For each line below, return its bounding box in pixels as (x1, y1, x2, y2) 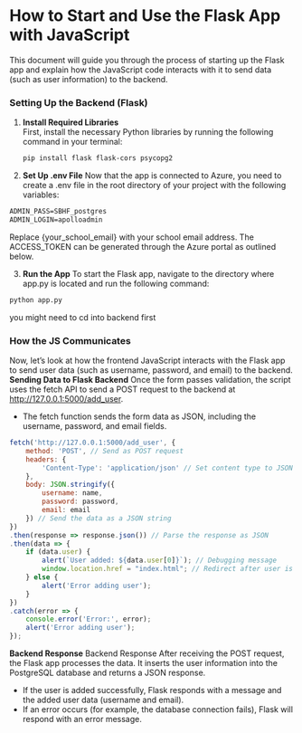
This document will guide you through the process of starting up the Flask (9, 54, 285, 65)
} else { (25, 573, 59, 582)
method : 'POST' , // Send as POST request (25, 446, 184, 455)
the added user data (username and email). (22, 694, 184, 706)
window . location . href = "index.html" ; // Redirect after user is (42, 565, 294, 574)
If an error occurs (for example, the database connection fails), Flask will (22, 704, 294, 715)
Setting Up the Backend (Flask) (9, 96, 148, 109)
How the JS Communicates (9, 334, 131, 347)
